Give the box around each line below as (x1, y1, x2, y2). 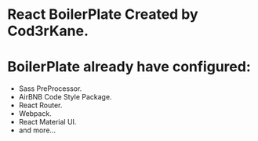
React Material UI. (18, 117, 77, 127)
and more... (18, 125, 56, 135)
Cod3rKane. (7, 22, 89, 40)
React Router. (18, 100, 63, 110)
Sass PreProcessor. (18, 84, 82, 93)
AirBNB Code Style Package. (18, 92, 112, 102)
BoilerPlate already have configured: (7, 58, 252, 76)
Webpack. (18, 109, 52, 118)
